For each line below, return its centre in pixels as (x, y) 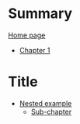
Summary (40, 14)
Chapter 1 (35, 50)
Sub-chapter (51, 112)
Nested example (45, 103)
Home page (27, 35)
